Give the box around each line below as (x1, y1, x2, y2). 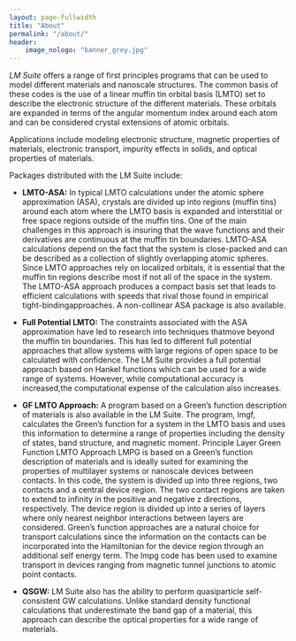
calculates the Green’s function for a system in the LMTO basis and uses (21, 419, 286, 430)
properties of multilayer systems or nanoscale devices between (21, 466, 254, 477)
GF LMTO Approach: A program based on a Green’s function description (21, 400, 287, 411)
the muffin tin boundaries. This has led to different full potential (21, 336, 252, 347)
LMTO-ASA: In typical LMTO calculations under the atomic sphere (21, 187, 264, 198)
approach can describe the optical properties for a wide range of (21, 614, 259, 625)
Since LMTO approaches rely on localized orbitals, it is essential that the (21, 263, 285, 273)
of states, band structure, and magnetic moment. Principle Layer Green (21, 438, 281, 448)
